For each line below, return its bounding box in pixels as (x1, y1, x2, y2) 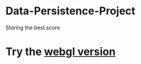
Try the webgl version (5, 45, 116, 59)
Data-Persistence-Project (5, 4, 136, 18)
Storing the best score (5, 24, 60, 31)
